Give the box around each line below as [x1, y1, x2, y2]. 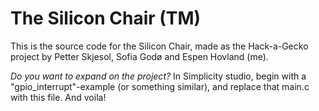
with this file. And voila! [10, 91, 107, 103]
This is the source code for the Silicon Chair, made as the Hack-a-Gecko [10, 40, 309, 52]
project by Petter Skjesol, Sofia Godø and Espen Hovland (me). [10, 50, 269, 62]
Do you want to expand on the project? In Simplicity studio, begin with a [10, 70, 307, 82]
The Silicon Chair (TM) [10, 7, 202, 30]
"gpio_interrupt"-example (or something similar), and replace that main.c [10, 80, 310, 92]
